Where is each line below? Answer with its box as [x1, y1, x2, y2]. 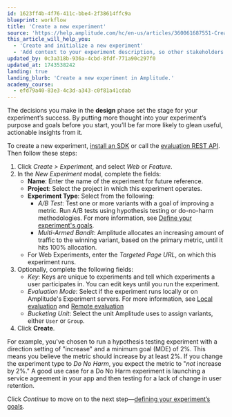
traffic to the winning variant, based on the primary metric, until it [37, 236, 223, 244]
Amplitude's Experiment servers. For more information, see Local [27, 295, 213, 303]
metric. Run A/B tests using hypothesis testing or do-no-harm [37, 207, 214, 215]
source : [7, 29, 30, 37]
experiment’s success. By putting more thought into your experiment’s [7, 113, 206, 122]
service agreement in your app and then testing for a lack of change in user [7, 374, 222, 382]
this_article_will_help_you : [7, 36, 91, 43]
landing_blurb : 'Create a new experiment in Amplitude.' [7, 74, 175, 82]
